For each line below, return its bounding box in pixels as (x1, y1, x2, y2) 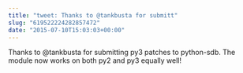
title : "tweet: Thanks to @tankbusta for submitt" (8, 11, 178, 20)
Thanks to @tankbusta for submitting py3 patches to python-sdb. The (8, 48, 236, 57)
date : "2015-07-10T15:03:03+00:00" (8, 26, 125, 34)
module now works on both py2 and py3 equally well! (8, 56, 182, 65)
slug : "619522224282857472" (8, 19, 101, 27)
